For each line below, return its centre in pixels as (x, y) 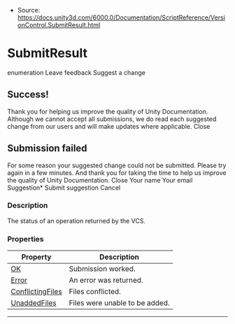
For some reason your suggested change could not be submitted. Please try (117, 165)
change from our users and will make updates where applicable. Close (109, 126)
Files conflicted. (95, 292)
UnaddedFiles (34, 303)
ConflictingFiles (36, 292)
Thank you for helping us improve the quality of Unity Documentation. (108, 111)
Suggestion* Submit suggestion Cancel (64, 188)
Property (36, 257)
